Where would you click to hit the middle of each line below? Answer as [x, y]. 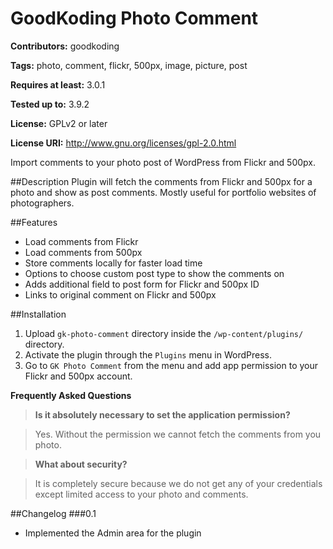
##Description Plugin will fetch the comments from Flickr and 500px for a [161, 181]
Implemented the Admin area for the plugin [113, 533]
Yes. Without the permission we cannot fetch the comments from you [178, 434]
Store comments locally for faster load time [113, 263]
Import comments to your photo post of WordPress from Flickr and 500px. [163, 162]
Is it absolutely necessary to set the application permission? [162, 414]
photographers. [42, 203]
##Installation [38, 314]
